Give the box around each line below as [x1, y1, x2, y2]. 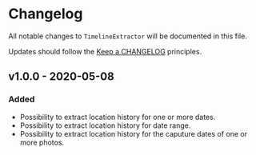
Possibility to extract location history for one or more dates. [19, 112, 216, 121]
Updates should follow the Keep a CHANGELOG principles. [8, 46, 202, 56]
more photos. [19, 137, 65, 147]
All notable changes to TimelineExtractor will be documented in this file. [8, 31, 248, 41]
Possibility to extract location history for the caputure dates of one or [19, 129, 248, 138]
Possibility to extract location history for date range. [19, 121, 191, 130]
